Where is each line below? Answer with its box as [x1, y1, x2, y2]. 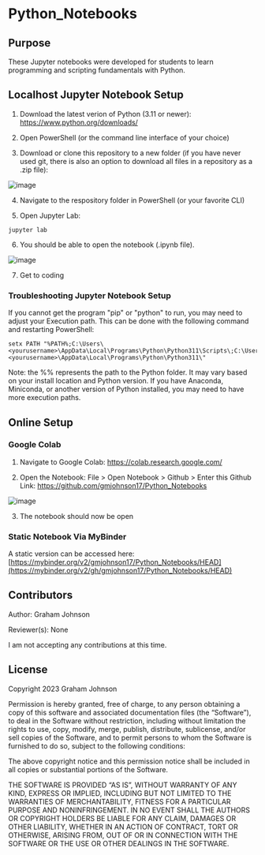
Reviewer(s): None [8, 625, 69, 634]
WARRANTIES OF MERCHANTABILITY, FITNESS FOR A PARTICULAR [8, 797, 231, 806]
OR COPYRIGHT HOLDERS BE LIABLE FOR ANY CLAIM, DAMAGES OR [8, 813, 237, 823]
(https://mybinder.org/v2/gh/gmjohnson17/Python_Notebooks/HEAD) [8, 566, 233, 576]
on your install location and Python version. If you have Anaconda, [8, 376, 223, 386]
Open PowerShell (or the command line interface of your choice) [19, 133, 230, 142]
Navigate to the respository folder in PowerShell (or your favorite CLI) [19, 195, 245, 205]
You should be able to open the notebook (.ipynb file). [19, 240, 195, 249]
